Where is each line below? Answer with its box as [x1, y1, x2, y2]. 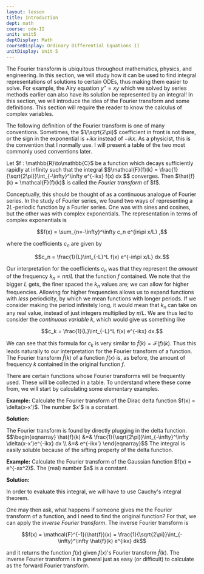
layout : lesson [6, 8, 45, 15]
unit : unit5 [6, 32, 36, 38]
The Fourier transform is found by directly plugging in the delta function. [6, 427, 187, 434]
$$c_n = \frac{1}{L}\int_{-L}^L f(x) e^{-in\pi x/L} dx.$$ [34, 253, 170, 260]
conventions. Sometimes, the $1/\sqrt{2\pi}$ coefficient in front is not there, [6, 128, 196, 135]
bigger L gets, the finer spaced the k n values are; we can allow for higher [6, 280, 189, 289]
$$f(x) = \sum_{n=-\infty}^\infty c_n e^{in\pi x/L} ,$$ [36, 228, 168, 235]
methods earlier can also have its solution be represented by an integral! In [6, 90, 193, 98]
